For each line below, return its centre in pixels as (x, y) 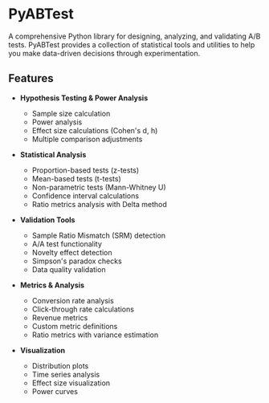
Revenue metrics (60, 317)
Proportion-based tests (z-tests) (86, 170)
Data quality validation (69, 269)
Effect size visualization (71, 383)
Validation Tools (47, 220)
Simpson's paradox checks (77, 261)
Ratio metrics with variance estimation (95, 335)
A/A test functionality (67, 244)
